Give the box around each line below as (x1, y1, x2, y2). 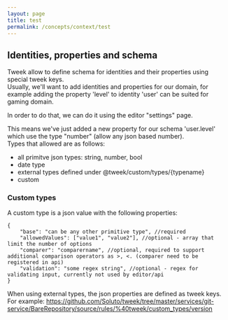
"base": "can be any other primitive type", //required (20, 228, 187, 235)
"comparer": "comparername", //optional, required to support (20, 246, 205, 254)
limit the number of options (7, 241, 92, 248)
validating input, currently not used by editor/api (7, 271, 164, 279)
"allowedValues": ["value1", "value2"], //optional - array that (20, 235, 215, 242)
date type (17, 160, 45, 169)
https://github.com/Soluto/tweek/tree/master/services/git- (46, 297, 215, 305)
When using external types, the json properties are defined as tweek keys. (7, 290, 222, 298)
